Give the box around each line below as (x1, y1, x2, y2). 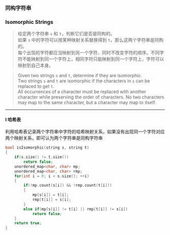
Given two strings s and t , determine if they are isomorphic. (17, 73, 143, 79)
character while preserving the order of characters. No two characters (17, 94, 164, 100)
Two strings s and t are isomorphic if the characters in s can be (17, 78, 150, 84)
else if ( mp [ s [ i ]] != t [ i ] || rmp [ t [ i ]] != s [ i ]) (23, 207, 128, 212)
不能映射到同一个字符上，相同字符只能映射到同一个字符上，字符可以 (22, 56, 164, 62)
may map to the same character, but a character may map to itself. (17, 99, 156, 106)
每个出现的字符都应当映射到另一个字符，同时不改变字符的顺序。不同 (17, 50, 160, 56)
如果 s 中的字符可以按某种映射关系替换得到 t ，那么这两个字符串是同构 (17, 37, 163, 43)
